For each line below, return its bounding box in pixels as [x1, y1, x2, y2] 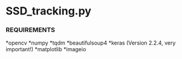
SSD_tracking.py [5, 4, 92, 18]
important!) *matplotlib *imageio [5, 46, 86, 53]
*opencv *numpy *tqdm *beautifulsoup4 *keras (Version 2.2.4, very [5, 39, 176, 46]
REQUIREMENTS [5, 26, 55, 34]
